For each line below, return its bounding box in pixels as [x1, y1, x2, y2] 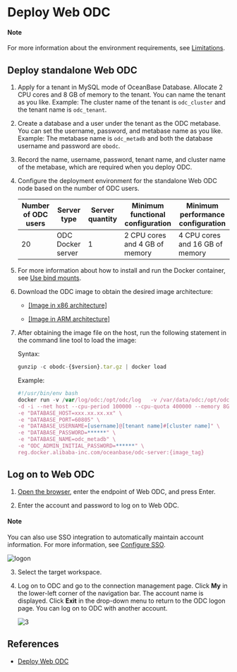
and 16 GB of [178, 240, 224, 249]
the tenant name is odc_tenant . [17, 105, 107, 114]
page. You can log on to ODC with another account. [17, 603, 168, 612]
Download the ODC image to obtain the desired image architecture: [17, 288, 213, 296]
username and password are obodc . [17, 142, 121, 151]
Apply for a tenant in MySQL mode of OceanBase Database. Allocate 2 [17, 83, 224, 92]
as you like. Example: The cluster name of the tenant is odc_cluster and [17, 98, 226, 107]
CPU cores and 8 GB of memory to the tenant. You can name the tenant [17, 90, 226, 99]
